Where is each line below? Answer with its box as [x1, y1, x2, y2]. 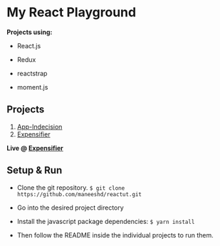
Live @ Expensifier [6, 144, 63, 152]
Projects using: [6, 28, 53, 36]
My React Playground [6, 4, 137, 21]
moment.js [16, 82, 48, 91]
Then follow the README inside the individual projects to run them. [16, 230, 214, 239]
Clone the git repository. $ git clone [16, 183, 125, 192]
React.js [16, 41, 41, 50]
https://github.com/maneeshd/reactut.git [16, 191, 142, 198]
